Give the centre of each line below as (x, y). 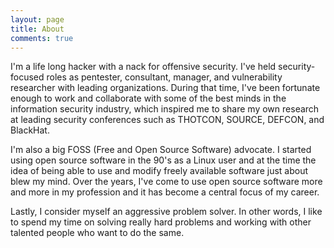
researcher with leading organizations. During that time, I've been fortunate (165, 88)
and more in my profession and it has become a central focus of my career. (165, 192)
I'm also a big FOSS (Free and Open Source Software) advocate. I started (161, 150)
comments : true (42, 38)
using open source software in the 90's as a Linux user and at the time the (163, 160)
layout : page (37, 19)
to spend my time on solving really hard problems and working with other (161, 222)
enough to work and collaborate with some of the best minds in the (148, 98)
